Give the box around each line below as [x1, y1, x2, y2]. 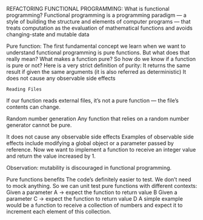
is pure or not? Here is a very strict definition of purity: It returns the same [6, 62, 190, 69]
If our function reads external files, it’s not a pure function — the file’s [6, 97, 179, 104]
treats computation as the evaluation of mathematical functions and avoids [6, 24, 193, 31]
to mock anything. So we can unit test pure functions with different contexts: [6, 183, 198, 189]
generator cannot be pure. [6, 121, 72, 129]
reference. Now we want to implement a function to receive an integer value [6, 146, 196, 153]
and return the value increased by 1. [6, 152, 96, 160]
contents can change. [6, 103, 61, 111]
